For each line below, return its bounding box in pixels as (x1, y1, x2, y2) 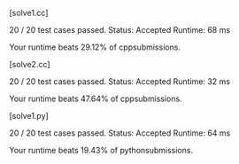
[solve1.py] (9, 111, 49, 121)
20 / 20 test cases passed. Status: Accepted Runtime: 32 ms (9, 76, 230, 87)
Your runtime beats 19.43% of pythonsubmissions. (9, 145, 193, 155)
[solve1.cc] (9, 8, 49, 18)
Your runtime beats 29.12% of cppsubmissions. (9, 42, 181, 52)
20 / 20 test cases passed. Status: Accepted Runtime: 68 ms (9, 25, 231, 35)
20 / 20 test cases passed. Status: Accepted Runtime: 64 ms (9, 128, 231, 138)
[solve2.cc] (9, 59, 50, 69)
